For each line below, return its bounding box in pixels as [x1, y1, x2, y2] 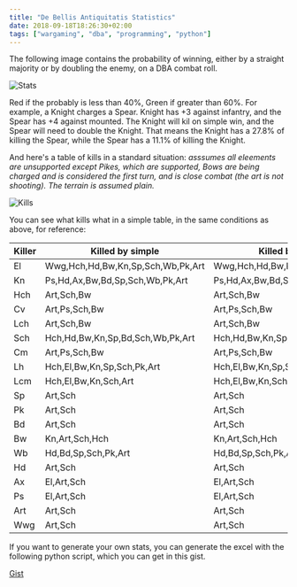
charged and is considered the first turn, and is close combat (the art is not [9, 171, 285, 182]
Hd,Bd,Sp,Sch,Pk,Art [44, 447, 131, 460]
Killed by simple [90, 245, 160, 258]
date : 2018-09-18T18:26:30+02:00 [9, 21, 133, 30]
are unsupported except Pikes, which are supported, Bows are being [9, 161, 260, 173]
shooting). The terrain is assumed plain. [9, 181, 155, 191]
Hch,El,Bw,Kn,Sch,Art [44, 375, 134, 388]
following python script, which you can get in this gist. [9, 551, 206, 562]
